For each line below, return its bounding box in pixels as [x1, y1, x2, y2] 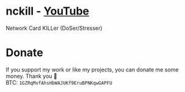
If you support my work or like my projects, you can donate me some [5, 66, 179, 73]
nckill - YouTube [5, 4, 90, 18]
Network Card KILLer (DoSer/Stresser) [5, 24, 103, 32]
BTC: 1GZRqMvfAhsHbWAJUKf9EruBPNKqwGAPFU [5, 79, 112, 86]
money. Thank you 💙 [5, 72, 57, 80]
